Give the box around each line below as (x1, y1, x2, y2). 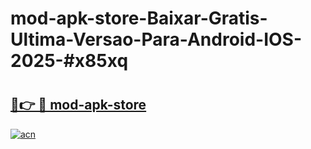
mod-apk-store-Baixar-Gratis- (10, 7, 268, 30)
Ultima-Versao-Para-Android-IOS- (10, 28, 303, 51)
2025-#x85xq (10, 50, 129, 72)
